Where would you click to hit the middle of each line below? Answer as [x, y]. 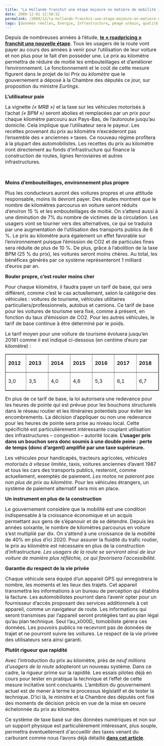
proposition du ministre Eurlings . [42, 86]
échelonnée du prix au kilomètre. [43, 709]
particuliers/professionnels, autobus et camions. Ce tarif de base [80, 305]
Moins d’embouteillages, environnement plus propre [67, 182]
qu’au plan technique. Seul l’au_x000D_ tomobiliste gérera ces [76, 622]
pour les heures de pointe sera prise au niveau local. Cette [72, 423]
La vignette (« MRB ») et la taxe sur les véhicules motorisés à [75, 107]
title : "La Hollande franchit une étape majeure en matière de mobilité [81, 10]
